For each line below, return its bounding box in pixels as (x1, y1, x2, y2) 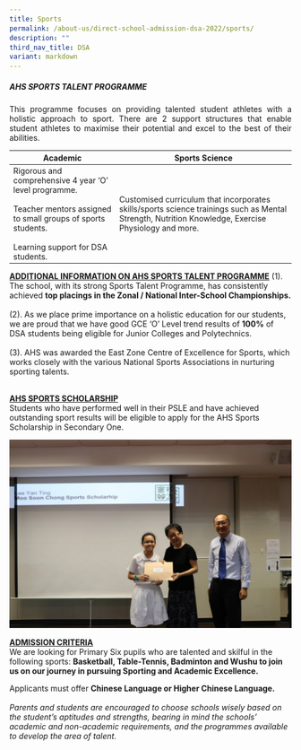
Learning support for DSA (13, 241, 107, 252)
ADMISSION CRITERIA (9, 637, 94, 648)
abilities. (9, 133, 40, 144)
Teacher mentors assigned (13, 203, 112, 214)
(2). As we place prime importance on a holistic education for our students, (9, 310, 287, 320)
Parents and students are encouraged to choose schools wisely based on (9, 702, 282, 713)
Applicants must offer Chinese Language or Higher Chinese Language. (9, 683, 276, 694)
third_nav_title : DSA (9, 43, 90, 52)
